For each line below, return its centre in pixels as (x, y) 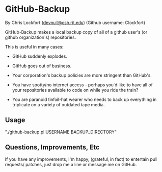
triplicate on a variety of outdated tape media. (58, 104)
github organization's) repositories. (40, 37)
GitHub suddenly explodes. (40, 56)
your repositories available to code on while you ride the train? (75, 90)
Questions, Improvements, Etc (52, 147)
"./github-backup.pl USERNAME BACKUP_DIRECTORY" (61, 132)
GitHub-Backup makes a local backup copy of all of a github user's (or (76, 32)
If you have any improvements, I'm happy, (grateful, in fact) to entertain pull (81, 159)
